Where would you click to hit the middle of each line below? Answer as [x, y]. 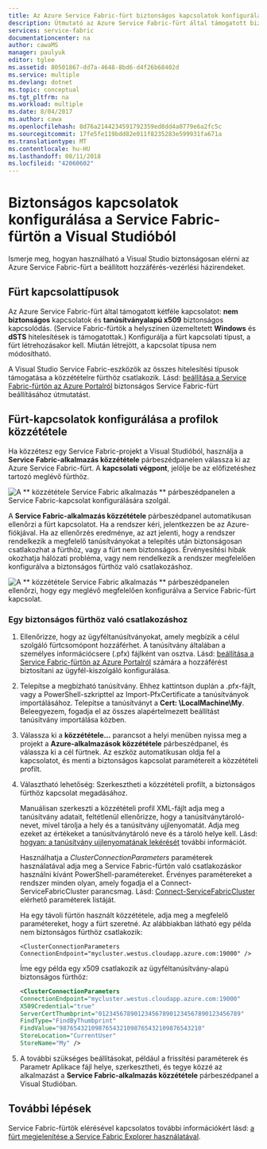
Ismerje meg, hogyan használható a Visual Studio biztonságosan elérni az [129, 259]
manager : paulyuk [37, 53]
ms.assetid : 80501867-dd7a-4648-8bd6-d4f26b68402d [94, 68]
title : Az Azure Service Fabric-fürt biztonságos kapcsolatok [113, 16]
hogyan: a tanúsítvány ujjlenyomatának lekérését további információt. [133, 842]
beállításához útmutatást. [50, 394]
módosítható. [30, 353]
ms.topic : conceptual [44, 90]
